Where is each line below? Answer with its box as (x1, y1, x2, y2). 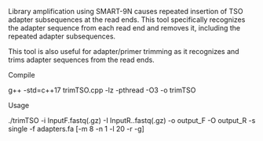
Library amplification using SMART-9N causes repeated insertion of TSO (8, 7, 243, 16)
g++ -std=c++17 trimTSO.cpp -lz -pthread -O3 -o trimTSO (8, 85, 196, 95)
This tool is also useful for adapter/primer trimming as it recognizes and (8, 47, 239, 56)
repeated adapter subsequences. (8, 31, 116, 41)
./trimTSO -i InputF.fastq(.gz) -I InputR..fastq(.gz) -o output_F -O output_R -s (8, 116, 256, 125)
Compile (8, 70, 35, 79)
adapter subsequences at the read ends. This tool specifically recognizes (8, 15, 246, 24)
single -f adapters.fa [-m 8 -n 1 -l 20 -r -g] (8, 125, 145, 133)
